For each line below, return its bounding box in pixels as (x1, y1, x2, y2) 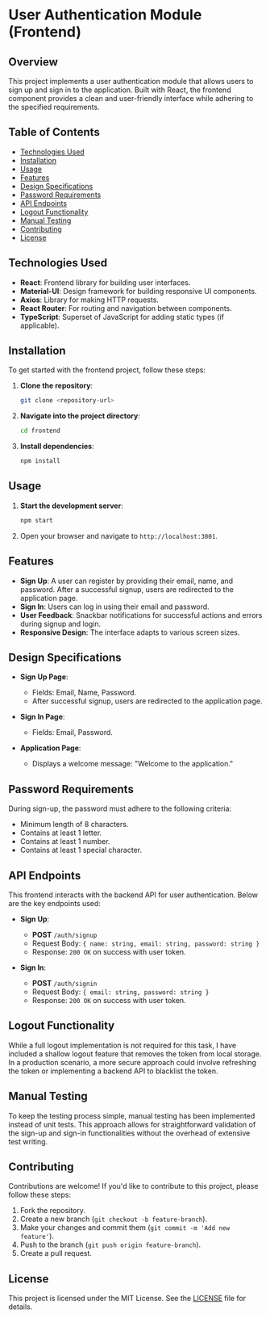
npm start (19, 516, 54, 524)
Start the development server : (19, 501, 123, 510)
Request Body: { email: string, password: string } (31, 987, 210, 997)
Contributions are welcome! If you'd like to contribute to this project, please (8, 1182, 259, 1191)
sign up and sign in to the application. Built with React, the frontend (8, 85, 231, 94)
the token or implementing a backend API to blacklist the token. (8, 1066, 218, 1076)
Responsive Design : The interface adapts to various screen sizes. (19, 628, 240, 637)
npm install (19, 457, 60, 465)
